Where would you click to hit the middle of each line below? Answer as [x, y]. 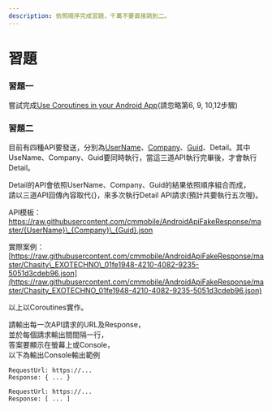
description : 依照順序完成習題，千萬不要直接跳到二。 [90, 16]
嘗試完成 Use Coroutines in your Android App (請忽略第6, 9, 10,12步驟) [123, 106]
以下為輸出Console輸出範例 [54, 355]
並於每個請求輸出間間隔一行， [58, 335]
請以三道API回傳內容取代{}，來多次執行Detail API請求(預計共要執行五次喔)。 [136, 195]
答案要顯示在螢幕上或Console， [62, 345]
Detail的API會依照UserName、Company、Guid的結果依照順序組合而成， [130, 185]
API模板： [25, 213]
